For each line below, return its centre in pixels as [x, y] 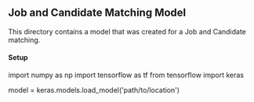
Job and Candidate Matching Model [97, 13]
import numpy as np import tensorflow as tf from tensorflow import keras [126, 75]
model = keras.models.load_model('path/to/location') [94, 90]
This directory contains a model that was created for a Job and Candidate [127, 31]
